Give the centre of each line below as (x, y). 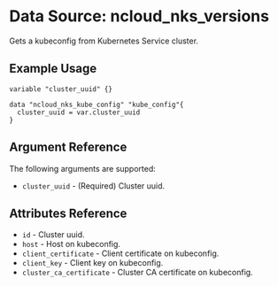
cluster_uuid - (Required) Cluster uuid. (93, 186)
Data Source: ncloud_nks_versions (139, 16)
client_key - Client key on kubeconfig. (93, 263)
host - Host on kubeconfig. (71, 244)
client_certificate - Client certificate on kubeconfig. (120, 253)
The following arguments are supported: (83, 168)
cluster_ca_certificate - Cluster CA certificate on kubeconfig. (138, 273)
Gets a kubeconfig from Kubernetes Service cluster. (104, 41)
